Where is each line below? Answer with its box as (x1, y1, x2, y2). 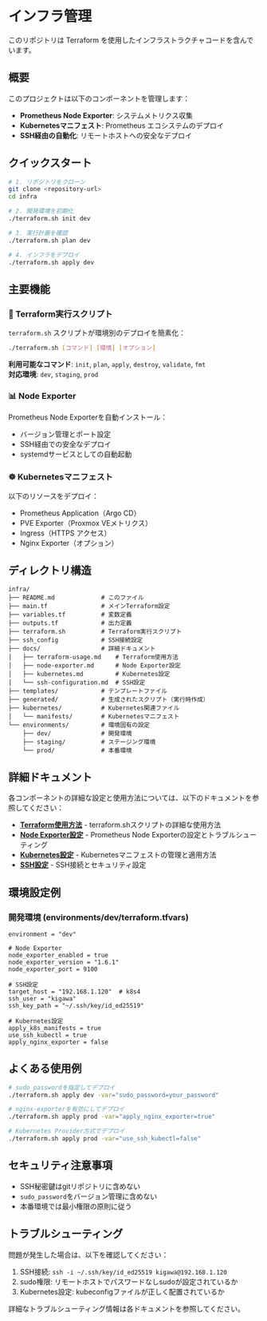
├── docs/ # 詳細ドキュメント (8, 645, 156, 653)
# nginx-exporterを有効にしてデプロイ (8, 1105, 125, 1113)
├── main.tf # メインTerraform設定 (8, 603, 171, 611)
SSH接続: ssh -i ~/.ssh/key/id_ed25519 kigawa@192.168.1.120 (19, 1267, 227, 1276)
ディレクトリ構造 (8, 563, 92, 577)
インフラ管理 (8, 7, 92, 26)
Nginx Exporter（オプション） (19, 538, 119, 547)
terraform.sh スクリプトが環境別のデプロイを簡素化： (8, 328, 186, 338)
